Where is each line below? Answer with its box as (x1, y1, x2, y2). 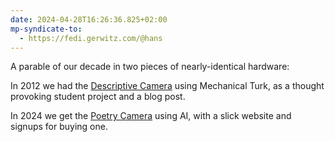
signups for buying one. (10, 121, 108, 133)
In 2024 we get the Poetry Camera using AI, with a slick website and (10, 110, 292, 122)
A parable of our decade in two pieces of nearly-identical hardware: (10, 61, 290, 73)
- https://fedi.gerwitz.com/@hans (19, 33, 163, 43)
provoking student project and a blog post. (10, 91, 186, 103)
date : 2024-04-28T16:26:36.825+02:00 (10, 14, 168, 25)
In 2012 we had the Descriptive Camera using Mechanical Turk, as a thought (10, 80, 325, 92)
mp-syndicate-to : (10, 24, 83, 34)
